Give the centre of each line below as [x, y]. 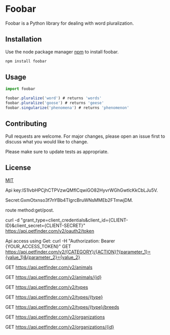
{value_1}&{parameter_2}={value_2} [43, 257]
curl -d [13, 220]
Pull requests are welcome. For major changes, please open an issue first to [85, 136]
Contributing [26, 124]
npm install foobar [26, 61]
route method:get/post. [30, 210]
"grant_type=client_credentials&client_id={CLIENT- [75, 220]
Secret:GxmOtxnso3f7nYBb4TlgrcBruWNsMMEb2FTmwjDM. [69, 200]
